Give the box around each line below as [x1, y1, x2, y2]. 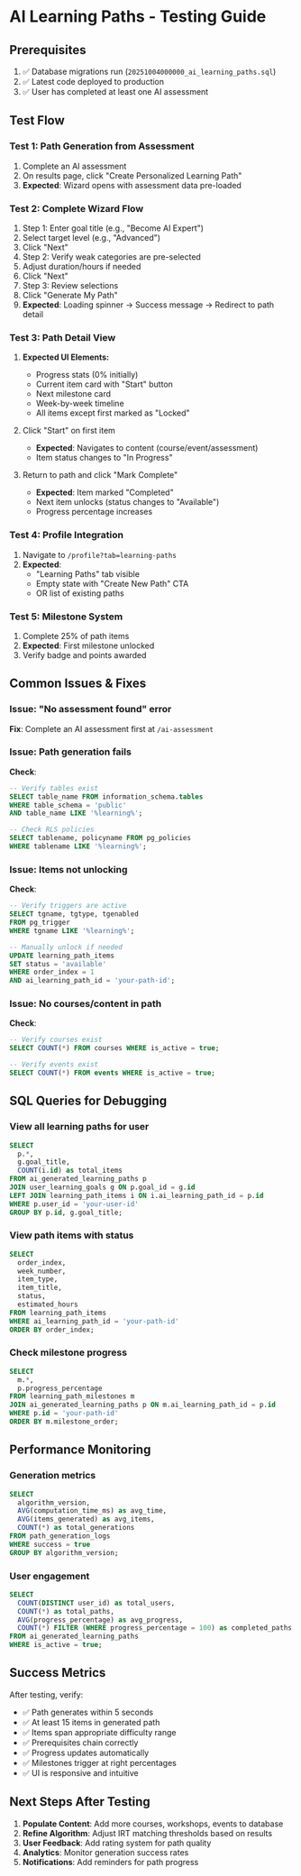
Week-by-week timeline [35, 398, 124, 409]
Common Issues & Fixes [9, 676, 147, 691]
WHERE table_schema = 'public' [9, 801, 127, 810]
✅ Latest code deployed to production [22, 77, 165, 87]
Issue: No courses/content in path [9, 998, 162, 1011]
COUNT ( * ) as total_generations [17, 1524, 135, 1533]
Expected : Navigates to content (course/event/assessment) [35, 443, 259, 453]
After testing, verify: [9, 1688, 84, 1700]
